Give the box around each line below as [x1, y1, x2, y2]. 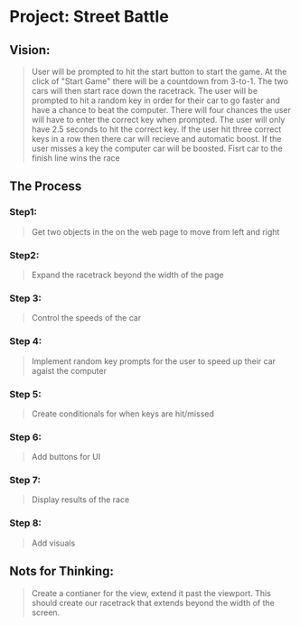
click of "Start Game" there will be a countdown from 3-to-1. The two [31, 76, 289, 87]
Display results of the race [31, 494, 130, 505]
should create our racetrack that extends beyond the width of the [31, 597, 276, 608]
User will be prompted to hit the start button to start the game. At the [31, 66, 287, 77]
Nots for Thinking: [9, 564, 115, 579]
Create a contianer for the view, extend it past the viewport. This [31, 587, 271, 598]
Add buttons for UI [31, 452, 101, 462]
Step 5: [9, 388, 42, 400]
